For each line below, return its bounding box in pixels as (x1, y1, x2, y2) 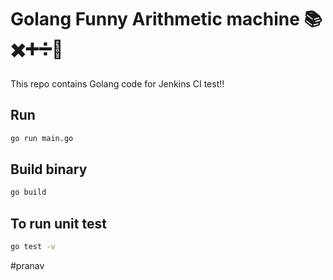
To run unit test (10, 215, 107, 232)
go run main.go (10, 133, 74, 143)
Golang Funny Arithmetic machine (10, 8, 300, 31)
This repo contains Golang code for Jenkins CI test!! (10, 77, 225, 90)
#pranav (10, 260, 45, 271)
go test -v (10, 242, 56, 252)
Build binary (10, 161, 88, 178)
